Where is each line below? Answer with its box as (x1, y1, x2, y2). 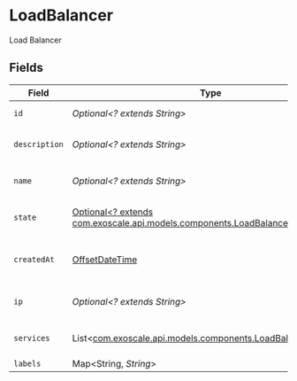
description (13, 139, 65, 149)
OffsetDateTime (72, 253, 138, 266)
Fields (9, 60, 44, 75)
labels (13, 358, 42, 369)
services (13, 333, 50, 343)
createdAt (13, 254, 55, 264)
